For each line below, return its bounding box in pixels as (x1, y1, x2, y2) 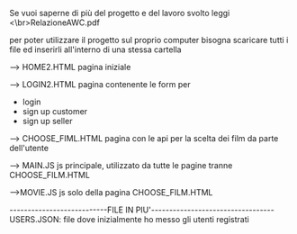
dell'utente (9, 143, 49, 153)
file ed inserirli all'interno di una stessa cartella (9, 44, 182, 55)
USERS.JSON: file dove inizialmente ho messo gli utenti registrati (9, 214, 249, 224)
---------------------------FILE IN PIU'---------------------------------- (9, 204, 274, 215)
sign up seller (22, 116, 73, 126)
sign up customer (22, 106, 88, 116)
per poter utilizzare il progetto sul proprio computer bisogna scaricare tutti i (9, 35, 289, 45)
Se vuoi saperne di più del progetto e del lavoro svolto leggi (9, 8, 230, 18)
